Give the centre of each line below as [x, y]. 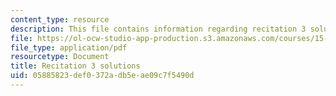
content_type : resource [60, 19]
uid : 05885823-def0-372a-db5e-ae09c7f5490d [102, 76]
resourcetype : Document [60, 57]
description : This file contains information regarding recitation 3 [158, 29]
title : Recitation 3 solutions [75, 66]
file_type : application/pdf [69, 47]
